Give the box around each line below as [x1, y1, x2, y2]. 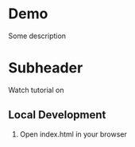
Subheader [8, 59, 83, 77]
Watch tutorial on [8, 85, 64, 95]
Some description [8, 31, 66, 41]
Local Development [8, 108, 106, 122]
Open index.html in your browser [19, 129, 127, 139]
